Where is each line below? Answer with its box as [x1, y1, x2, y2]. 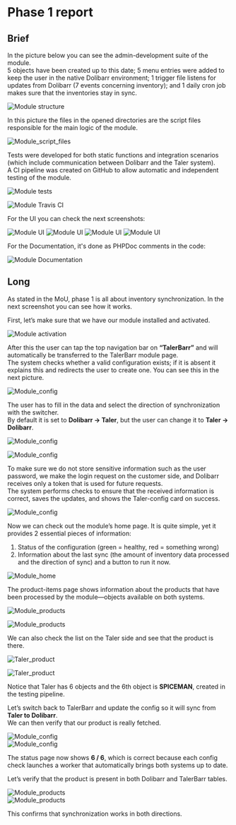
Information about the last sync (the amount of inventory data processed [17, 550, 230, 559]
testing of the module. [7, 174, 72, 182]
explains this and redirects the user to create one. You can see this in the [7, 365, 220, 374]
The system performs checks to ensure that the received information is [7, 487, 214, 495]
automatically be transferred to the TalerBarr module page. [7, 350, 179, 359]
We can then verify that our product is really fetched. [7, 718, 161, 727]
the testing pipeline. [7, 689, 65, 698]
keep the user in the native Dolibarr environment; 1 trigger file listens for [7, 73, 217, 82]
